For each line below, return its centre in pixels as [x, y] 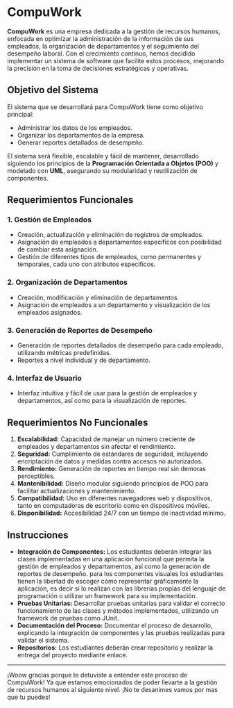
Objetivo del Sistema [53, 90]
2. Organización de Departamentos [68, 282]
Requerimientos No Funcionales [78, 422]
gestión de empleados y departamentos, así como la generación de [113, 566]
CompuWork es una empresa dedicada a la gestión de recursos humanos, [114, 31]
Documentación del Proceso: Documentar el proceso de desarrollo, [115, 625]
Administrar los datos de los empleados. [75, 127]
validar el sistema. [43, 640]
